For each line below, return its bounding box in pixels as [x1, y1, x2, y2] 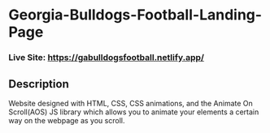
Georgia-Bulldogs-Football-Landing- [8, 6, 263, 24]
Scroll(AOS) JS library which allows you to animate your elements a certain [8, 107, 259, 117]
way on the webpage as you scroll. [8, 115, 125, 125]
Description [8, 77, 69, 91]
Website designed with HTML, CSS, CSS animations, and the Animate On [8, 98, 254, 108]
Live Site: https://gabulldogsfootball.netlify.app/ [8, 52, 205, 63]
